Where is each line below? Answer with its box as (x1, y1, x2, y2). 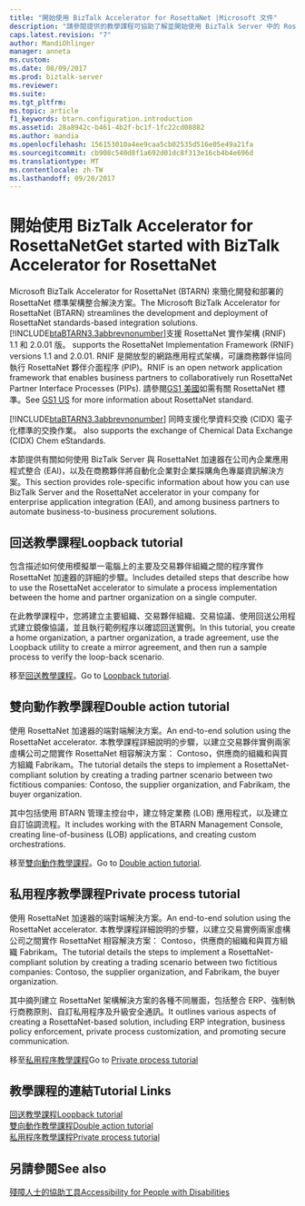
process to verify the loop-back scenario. (9, 651, 165, 662)
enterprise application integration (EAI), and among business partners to (9, 497, 280, 508)
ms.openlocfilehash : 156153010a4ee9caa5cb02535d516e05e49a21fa (9, 140, 254, 149)
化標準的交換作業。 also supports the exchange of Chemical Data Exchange (9, 425, 293, 436)
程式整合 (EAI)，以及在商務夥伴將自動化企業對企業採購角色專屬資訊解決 (9, 465, 277, 477)
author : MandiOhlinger (9, 38, 95, 48)
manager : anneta (9, 47, 71, 56)
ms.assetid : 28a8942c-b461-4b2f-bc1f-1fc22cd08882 (9, 124, 205, 133)
